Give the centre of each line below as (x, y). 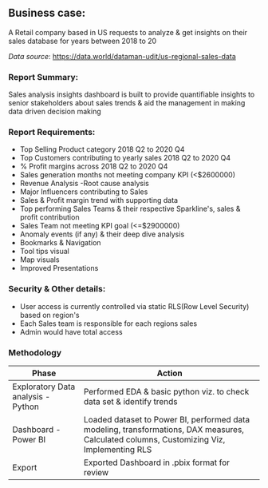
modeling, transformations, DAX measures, (164, 429)
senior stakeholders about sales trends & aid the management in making (127, 103)
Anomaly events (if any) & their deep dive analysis (102, 234)
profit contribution (49, 217)
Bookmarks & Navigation (60, 243)
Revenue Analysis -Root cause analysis (84, 184)
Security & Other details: (57, 289)
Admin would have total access (71, 331)
